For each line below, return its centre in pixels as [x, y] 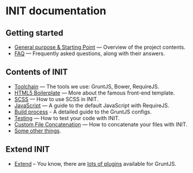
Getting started [35, 33]
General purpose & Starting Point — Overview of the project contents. [100, 47]
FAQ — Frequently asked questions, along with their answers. [89, 54]
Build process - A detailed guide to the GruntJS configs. [83, 112]
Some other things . [38, 130]
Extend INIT [28, 150]
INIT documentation [56, 11]
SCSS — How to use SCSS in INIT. [56, 99]
